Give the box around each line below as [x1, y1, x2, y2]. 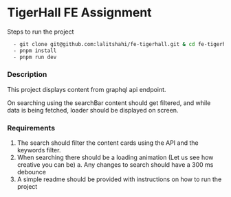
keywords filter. [16, 146, 61, 154]
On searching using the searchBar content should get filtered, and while [7, 98, 211, 107]
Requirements [7, 123, 56, 132]
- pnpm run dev [13, 54, 57, 60]
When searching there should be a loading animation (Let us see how [16, 153, 214, 162]
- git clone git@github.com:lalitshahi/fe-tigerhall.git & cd [13, 40, 195, 47]
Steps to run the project [7, 27, 74, 36]
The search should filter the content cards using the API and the [16, 139, 199, 147]
